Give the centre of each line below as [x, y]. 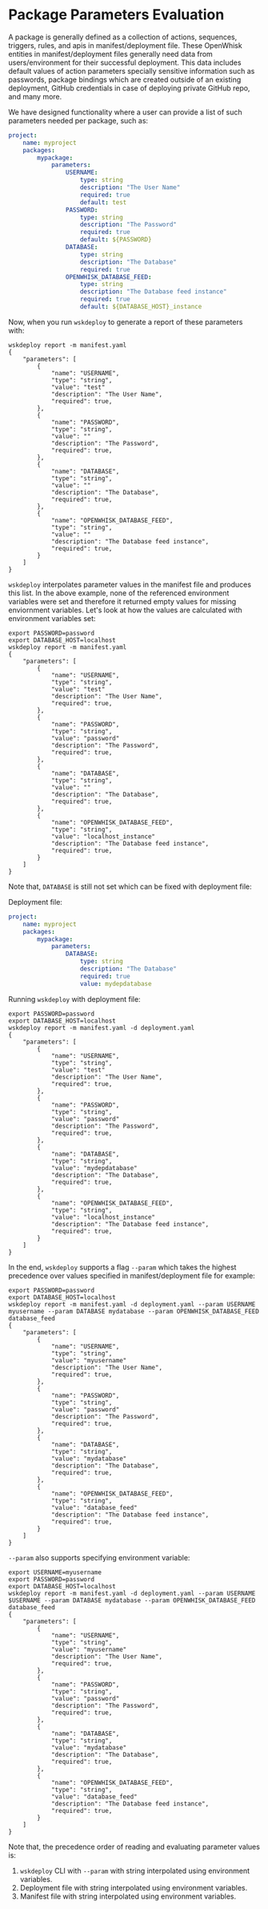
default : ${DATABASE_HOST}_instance [141, 307]
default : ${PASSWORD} [116, 240]
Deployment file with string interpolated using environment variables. [134, 1887]
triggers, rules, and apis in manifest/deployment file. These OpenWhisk [125, 45]
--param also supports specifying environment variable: [99, 1557]
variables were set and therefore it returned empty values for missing [122, 601]
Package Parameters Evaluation [116, 15]
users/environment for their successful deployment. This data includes [125, 63]
